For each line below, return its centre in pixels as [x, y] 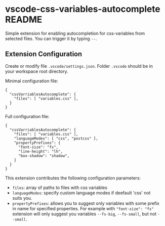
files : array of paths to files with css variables [60, 187]
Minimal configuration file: [32, 81]
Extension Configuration [44, 54]
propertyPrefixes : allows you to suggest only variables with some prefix [86, 203]
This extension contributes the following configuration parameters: [73, 178]
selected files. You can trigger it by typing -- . [51, 39]
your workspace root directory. [37, 71]
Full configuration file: [27, 116]
